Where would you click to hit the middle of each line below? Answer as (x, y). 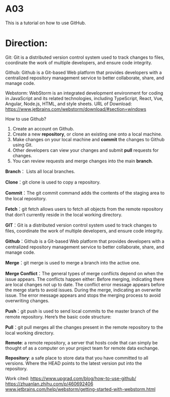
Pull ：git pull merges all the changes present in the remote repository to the (84, 327)
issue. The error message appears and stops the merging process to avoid (83, 295)
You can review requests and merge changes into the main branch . (83, 161)
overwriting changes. (27, 300)
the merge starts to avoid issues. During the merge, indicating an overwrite (83, 290)
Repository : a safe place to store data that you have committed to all (77, 358)
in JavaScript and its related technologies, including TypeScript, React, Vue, (84, 98)
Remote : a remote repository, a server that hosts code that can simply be (81, 342)
